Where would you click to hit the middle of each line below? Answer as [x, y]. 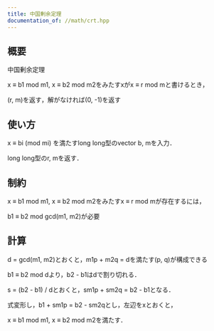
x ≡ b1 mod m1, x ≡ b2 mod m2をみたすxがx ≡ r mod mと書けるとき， [108, 85]
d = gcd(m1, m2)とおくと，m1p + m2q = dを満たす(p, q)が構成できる [107, 259]
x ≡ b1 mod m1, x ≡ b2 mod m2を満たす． [67, 320]
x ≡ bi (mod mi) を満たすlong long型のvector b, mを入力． [92, 143]
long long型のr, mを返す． [45, 158]
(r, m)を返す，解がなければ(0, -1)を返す [64, 100]
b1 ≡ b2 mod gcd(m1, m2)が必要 [54, 216]
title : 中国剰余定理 [34, 14]
